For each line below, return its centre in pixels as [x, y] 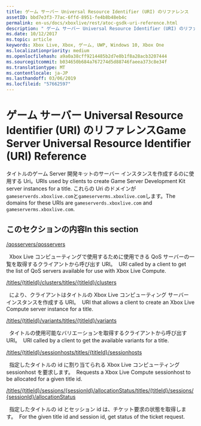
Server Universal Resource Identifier [99, 144]
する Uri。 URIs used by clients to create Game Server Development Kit [98, 181]
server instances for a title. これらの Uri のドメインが [71, 188]
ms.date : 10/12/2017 [32, 34]
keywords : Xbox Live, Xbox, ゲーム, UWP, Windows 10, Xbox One [85, 45]
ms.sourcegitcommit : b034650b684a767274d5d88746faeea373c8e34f [87, 62]
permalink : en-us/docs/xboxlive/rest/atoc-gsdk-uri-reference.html [92, 23]
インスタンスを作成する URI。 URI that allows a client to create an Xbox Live [100, 302]
